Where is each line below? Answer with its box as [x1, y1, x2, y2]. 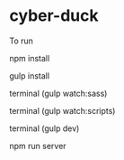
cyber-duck [9, 5, 99, 26]
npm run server [9, 140, 66, 151]
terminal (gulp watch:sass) [9, 88, 108, 99]
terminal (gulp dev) [9, 123, 80, 134]
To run [9, 35, 34, 46]
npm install [9, 52, 50, 63]
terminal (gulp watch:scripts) [9, 105, 116, 116]
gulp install [9, 70, 50, 81]
